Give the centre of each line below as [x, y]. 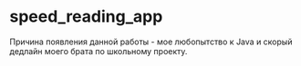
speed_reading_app [86, 17]
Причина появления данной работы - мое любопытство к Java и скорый [151, 42]
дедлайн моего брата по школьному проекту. [99, 51]
